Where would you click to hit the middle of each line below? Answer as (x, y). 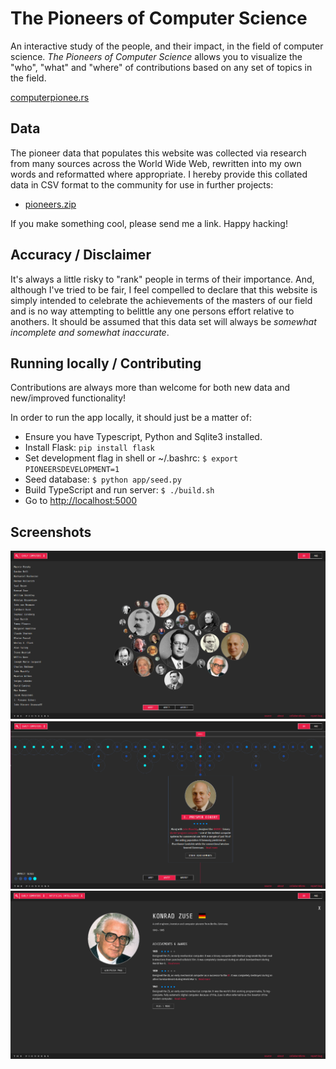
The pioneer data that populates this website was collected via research (158, 153)
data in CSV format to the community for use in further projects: (142, 184)
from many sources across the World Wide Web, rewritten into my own (156, 163)
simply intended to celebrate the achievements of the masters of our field (161, 300)
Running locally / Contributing (106, 363)
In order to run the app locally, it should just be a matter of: (131, 418)
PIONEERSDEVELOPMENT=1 (72, 470)
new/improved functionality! (68, 398)
